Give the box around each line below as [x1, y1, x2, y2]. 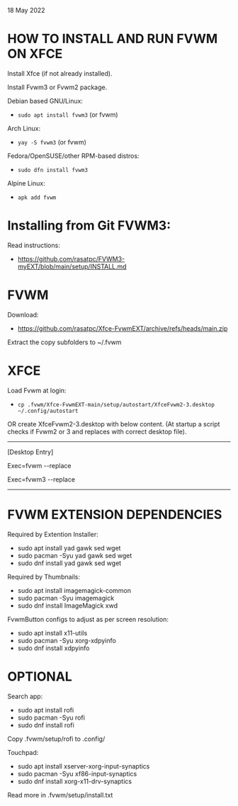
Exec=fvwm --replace [7, 461, 72, 470]
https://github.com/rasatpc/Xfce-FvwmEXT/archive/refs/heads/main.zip [17, 324, 228, 332]
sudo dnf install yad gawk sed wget [17, 559, 122, 567]
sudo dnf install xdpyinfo [17, 644, 90, 652]
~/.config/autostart [17, 407, 79, 414]
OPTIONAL [7, 669, 72, 684]
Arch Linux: [7, 124, 41, 132]
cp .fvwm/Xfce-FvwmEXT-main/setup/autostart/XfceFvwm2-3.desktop [17, 401, 215, 408]
